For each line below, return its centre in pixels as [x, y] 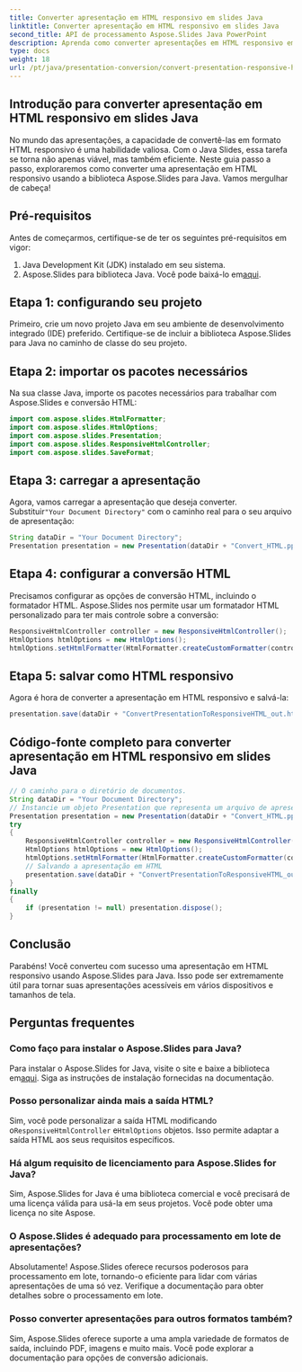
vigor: [20, 247]
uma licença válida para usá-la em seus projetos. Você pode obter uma [141, 1203]
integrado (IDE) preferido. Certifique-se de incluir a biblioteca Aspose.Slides [151, 334]
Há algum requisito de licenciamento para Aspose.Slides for [143, 1163]
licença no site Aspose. [53, 1213]
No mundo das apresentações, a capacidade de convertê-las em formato [145, 139]
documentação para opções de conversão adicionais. [109, 1358]
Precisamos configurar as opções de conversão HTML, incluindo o [133, 595]
